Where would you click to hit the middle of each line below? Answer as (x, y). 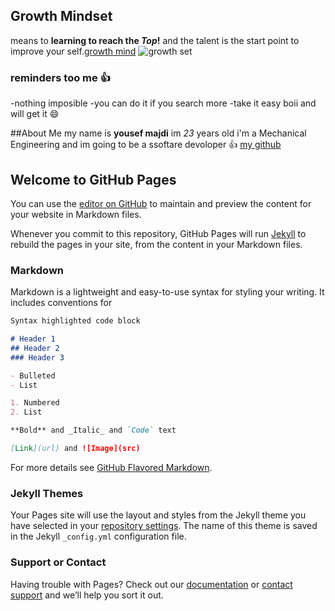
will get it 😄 (35, 114)
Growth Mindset (61, 16)
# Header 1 (33, 339)
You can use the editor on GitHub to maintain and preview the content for (161, 203)
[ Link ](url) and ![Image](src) (75, 449)
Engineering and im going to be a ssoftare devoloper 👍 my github (146, 145)
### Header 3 (37, 357)
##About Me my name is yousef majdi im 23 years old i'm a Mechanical (158, 133)
